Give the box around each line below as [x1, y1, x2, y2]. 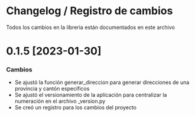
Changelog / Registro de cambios [6, 4, 173, 18]
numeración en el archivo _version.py [14, 97, 106, 105]
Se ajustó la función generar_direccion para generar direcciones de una [14, 79, 190, 86]
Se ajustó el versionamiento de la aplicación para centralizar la [14, 92, 167, 99]
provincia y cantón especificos [14, 85, 90, 92]
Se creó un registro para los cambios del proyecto [14, 104, 137, 111]
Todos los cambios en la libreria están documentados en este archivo [6, 24, 175, 31]
